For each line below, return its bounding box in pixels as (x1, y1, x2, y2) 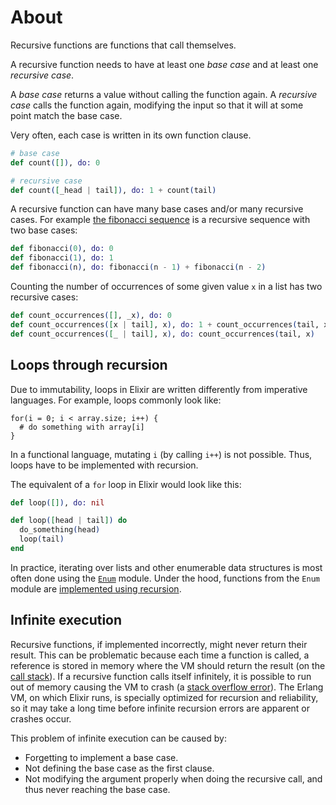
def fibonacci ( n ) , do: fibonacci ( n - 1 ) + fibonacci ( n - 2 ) (10, 262, 267, 273)
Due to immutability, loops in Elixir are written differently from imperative (10, 383, 308, 395)
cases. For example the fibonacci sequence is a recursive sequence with (10, 214, 311, 226)
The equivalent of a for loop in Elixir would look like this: (10, 478, 242, 490)
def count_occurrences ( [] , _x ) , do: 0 (10, 311, 172, 321)
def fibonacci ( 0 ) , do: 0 (10, 244, 114, 254)
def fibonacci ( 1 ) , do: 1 (10, 253, 114, 263)
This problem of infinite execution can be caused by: (10, 732, 227, 744)
